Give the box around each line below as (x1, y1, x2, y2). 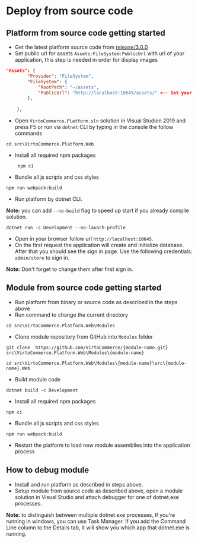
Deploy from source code (6, 4, 133, 18)
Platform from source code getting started (6, 28, 165, 38)
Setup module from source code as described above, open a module (14, 487, 183, 494)
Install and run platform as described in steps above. (14, 481, 143, 488)
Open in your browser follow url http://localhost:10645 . (14, 235, 154, 242)
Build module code (14, 375, 61, 383)
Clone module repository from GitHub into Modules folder (14, 333, 153, 340)
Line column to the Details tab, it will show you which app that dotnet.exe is (6, 524, 190, 531)
